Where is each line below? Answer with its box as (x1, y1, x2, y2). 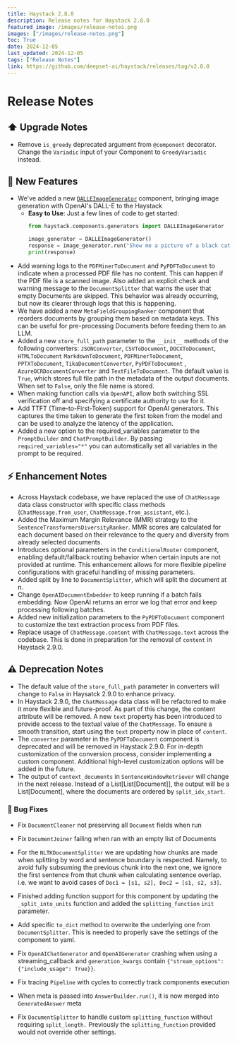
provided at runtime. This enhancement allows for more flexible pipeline (17, 560, 227, 568)
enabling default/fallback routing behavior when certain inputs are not (17, 552, 221, 561)
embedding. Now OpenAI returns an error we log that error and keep (17, 597, 217, 606)
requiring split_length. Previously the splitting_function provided (17, 1020, 217, 1028)
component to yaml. (17, 935, 76, 943)
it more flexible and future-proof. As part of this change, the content (17, 704, 216, 713)
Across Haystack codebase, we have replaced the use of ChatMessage (17, 492, 220, 501)
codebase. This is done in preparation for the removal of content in (17, 635, 212, 643)
